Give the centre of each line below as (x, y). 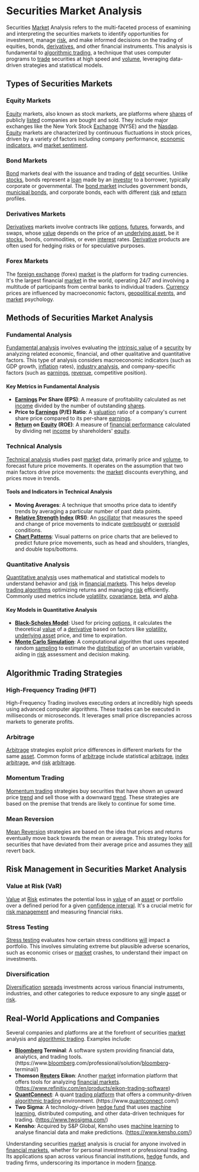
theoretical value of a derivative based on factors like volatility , (91, 629)
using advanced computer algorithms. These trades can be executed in (93, 709)
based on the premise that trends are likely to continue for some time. (91, 803)
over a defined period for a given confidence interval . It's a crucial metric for (99, 905)
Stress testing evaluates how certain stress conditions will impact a (88, 940)
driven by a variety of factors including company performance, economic (95, 139)
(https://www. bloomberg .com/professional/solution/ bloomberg (92, 1063)
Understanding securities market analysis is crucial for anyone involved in (96, 1144)
